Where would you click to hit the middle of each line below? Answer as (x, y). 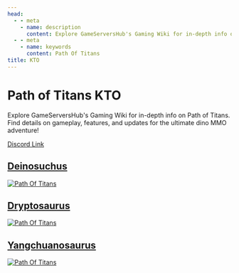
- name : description (51, 27)
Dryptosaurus (39, 206)
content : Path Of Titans (63, 54)
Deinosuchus (37, 167)
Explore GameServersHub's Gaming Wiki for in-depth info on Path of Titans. (119, 115)
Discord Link (26, 144)
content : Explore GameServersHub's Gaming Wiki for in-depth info (127, 34)
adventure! (23, 130)
